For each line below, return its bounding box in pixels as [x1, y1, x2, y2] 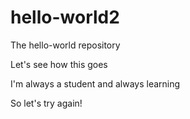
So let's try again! [10, 97, 83, 109]
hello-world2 [10, 6, 120, 29]
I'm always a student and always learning [10, 77, 181, 90]
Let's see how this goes [10, 58, 108, 70]
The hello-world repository [10, 39, 121, 51]
